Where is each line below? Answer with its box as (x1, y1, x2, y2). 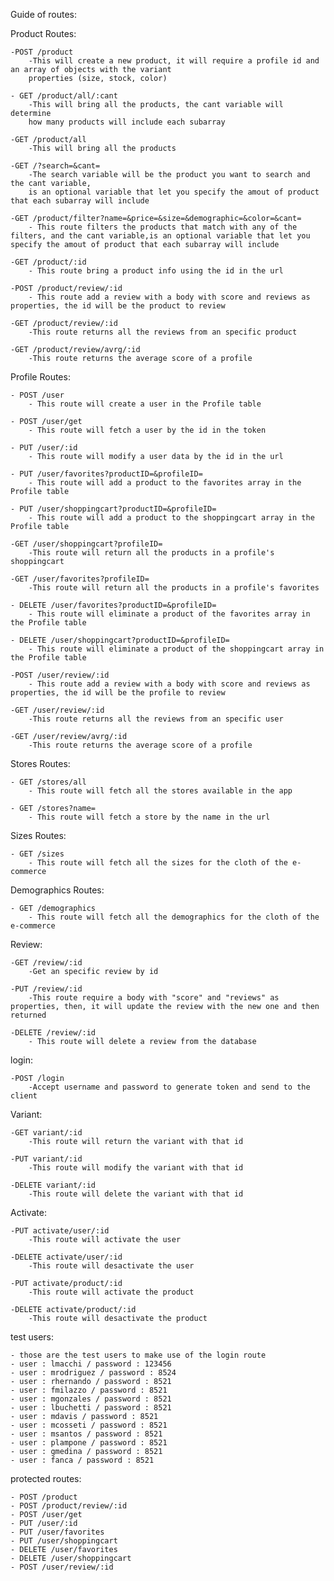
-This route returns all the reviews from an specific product (28, 327, 298, 337)
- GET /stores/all (10, 777, 87, 787)
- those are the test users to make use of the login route (10, 1350, 267, 1360)
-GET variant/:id (10, 1128, 83, 1138)
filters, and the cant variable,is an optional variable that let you (10, 231, 311, 241)
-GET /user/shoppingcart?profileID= (10, 539, 163, 549)
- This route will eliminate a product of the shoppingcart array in (28, 644, 325, 654)
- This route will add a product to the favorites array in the (28, 478, 302, 488)
